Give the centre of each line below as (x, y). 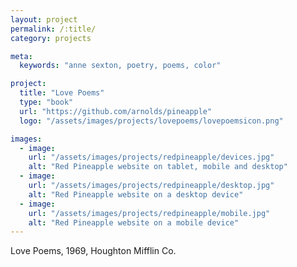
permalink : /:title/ (53, 29)
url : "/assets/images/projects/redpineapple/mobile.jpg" (149, 213)
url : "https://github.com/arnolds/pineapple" (116, 111)
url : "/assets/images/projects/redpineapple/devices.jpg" (151, 157)
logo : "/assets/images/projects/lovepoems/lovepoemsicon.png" (151, 121)
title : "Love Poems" (62, 93)
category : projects (51, 38)
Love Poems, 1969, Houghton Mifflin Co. (93, 251)
